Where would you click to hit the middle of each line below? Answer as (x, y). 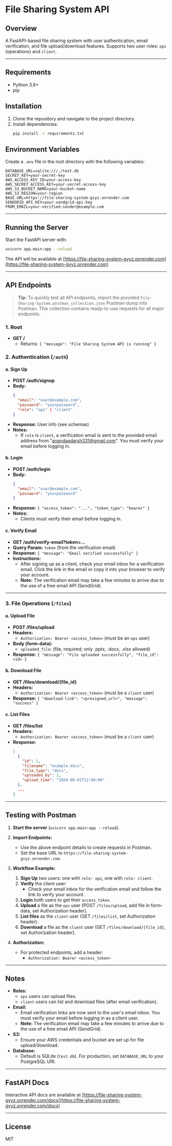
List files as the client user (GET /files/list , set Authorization (88, 916)
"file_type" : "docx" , (45, 771)
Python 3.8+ (26, 84)
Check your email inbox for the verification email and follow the (95, 889)
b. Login (14, 458)
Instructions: (27, 558)
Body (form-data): (33, 643)
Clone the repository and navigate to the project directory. (74, 118)
